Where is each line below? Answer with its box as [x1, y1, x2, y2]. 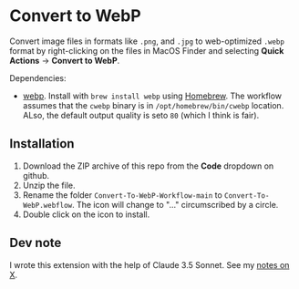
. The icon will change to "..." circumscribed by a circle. [71, 199, 279, 210]
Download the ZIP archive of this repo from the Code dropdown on [22, 160, 274, 171]
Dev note [9, 235, 62, 251]
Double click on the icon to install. [22, 209, 150, 220]
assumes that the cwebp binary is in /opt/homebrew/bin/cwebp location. [22, 99, 284, 110]
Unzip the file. [22, 180, 76, 191]
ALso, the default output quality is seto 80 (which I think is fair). [22, 109, 260, 120]
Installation [9, 136, 75, 151]
